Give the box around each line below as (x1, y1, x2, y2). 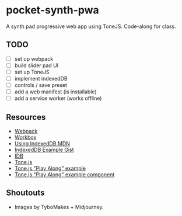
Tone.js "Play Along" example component (14, 171, 115, 178)
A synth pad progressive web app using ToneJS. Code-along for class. (6, 23, 176, 30)
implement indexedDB (14, 75, 68, 82)
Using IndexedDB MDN (14, 140, 70, 147)
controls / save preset (14, 82, 67, 88)
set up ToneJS (14, 68, 50, 75)
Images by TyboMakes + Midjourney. (14, 203, 104, 210)
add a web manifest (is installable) (14, 88, 97, 95)
